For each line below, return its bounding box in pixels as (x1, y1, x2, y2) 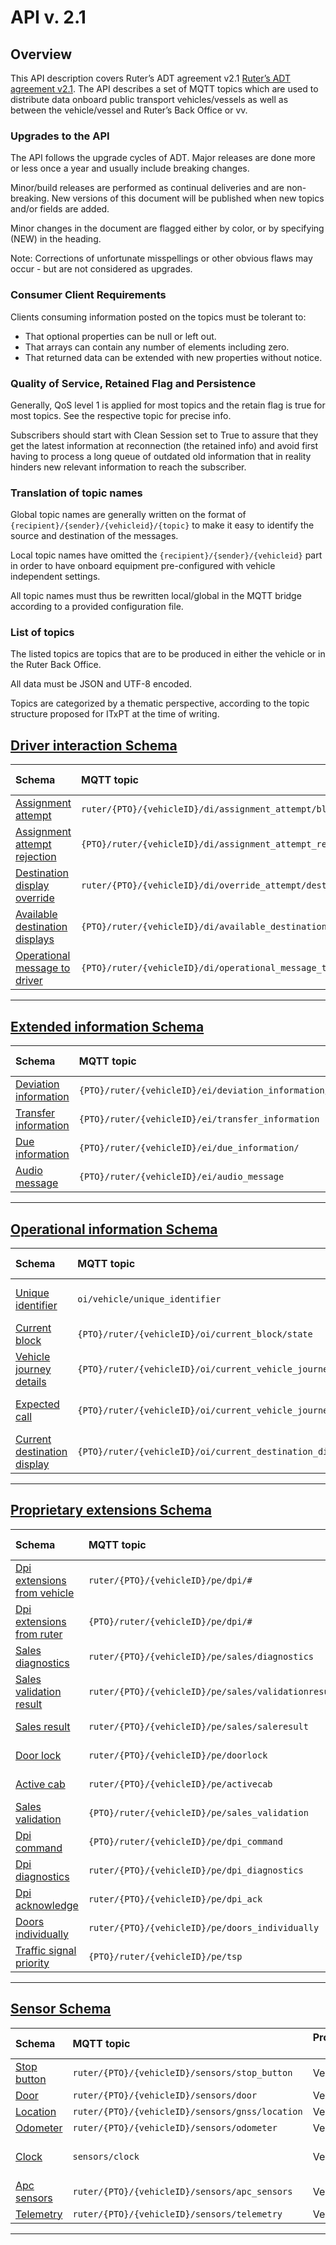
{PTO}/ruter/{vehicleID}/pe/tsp (88, 1951, 243, 1962)
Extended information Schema (10, 1018, 205, 1035)
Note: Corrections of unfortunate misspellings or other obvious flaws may (10, 252, 313, 265)
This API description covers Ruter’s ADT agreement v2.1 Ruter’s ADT (10, 72, 292, 84)
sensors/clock (72, 2151, 140, 2162)
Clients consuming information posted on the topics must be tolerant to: (10, 311, 307, 323)
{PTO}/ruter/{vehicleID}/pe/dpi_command (88, 1836, 283, 1847)
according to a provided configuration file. (10, 601, 184, 613)
